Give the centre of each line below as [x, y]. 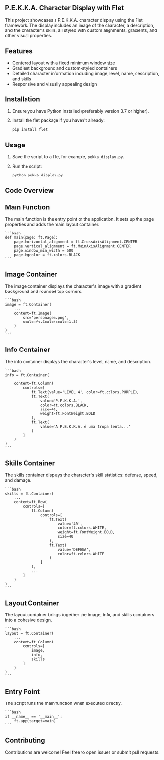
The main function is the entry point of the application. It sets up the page [80, 219]
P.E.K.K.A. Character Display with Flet [65, 8]
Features [19, 51]
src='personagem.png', [46, 318]
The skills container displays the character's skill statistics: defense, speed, [82, 475]
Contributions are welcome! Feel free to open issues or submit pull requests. [82, 752]
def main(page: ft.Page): [31, 238]
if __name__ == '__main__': [34, 717]
